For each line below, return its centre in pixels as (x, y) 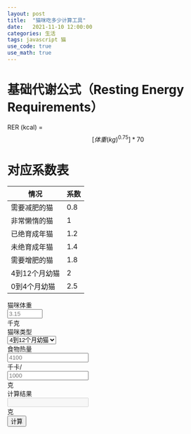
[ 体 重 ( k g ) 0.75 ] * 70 (118, 139)
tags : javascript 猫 (37, 40)
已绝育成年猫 (32, 234)
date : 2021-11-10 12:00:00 (50, 27)
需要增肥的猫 (32, 260)
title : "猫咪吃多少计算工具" (47, 20)
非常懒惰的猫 (32, 221)
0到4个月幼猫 (33, 287)
